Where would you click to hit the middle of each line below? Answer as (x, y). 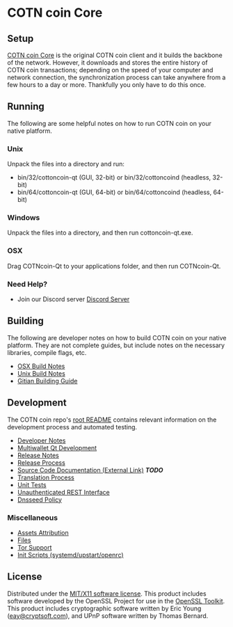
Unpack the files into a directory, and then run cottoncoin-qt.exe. (100, 233)
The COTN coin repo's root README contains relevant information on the (112, 420)
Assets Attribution (43, 532)
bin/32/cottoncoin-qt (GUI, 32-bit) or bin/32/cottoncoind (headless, (114, 177)
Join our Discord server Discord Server (73, 299)
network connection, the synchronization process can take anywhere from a (116, 77)
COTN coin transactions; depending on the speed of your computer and (110, 70)
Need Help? (27, 284)
